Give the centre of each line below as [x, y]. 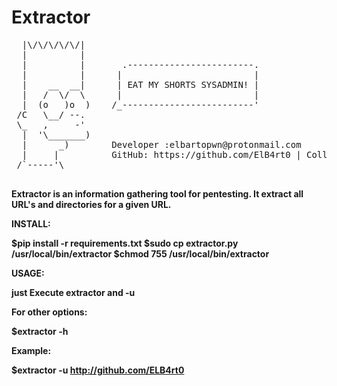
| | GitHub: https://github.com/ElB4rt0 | [161, 154]
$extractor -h [40, 331]
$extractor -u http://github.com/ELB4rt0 [98, 370]
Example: [31, 350]
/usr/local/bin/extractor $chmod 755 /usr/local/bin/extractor [140, 253]
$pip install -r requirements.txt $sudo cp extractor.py [125, 243]
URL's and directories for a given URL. [91, 204]
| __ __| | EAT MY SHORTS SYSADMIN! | [140, 84]
